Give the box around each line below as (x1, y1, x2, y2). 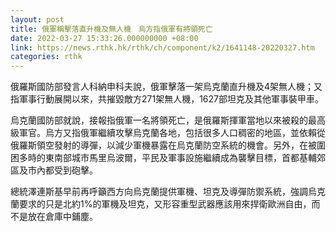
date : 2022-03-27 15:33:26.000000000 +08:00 (10, 33, 199, 43)
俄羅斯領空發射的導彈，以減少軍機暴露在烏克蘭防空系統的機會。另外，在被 (10, 139, 317, 151)
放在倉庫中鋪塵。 (27, 211, 98, 223)
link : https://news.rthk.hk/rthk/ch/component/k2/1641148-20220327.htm (10, 42, 315, 53)
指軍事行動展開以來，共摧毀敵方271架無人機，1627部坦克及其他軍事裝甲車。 (10, 93, 324, 105)
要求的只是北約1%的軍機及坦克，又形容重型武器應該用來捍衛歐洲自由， (18, 198, 312, 210)
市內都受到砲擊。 (27, 164, 98, 176)
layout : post (10, 14, 65, 25)
